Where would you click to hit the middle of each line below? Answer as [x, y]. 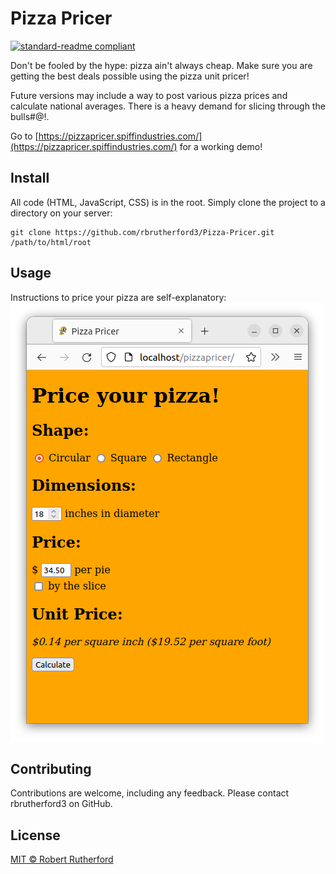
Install [30, 178]
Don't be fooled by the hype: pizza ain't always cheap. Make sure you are [161, 65]
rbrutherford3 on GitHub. [61, 804]
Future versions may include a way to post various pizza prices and [149, 95]
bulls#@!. [30, 116]
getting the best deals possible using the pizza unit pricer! [130, 76]
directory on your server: [61, 213]
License [35, 835]
